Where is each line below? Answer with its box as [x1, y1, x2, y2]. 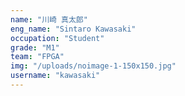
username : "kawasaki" [10, 71, 101, 81]
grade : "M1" [10, 42, 60, 53]
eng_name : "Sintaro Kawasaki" [10, 24, 137, 34]
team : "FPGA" [10, 52, 65, 62]
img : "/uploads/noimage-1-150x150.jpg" [10, 61, 177, 71]
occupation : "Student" [10, 33, 105, 43]
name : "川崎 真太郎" [10, 14, 88, 25]
